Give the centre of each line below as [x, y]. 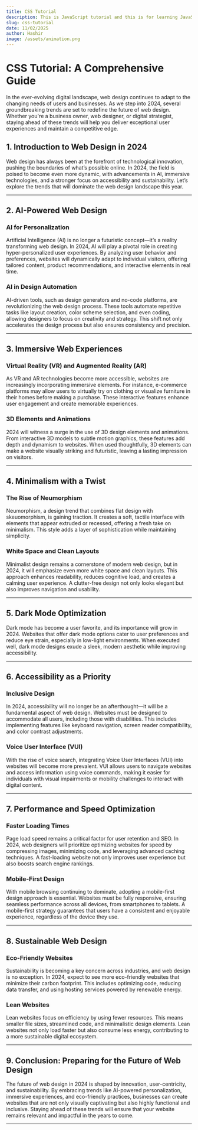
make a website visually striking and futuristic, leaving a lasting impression [97, 451]
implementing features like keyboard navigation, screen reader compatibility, [99, 725]
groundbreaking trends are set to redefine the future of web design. [88, 109]
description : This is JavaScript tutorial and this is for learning [92, 17]
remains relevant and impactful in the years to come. [70, 1116]
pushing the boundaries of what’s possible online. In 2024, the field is [90, 167]
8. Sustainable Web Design [57, 941]
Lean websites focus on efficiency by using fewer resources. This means [95, 1018]
